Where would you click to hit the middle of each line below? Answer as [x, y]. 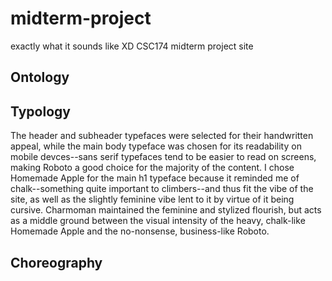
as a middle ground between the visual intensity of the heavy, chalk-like [158, 221]
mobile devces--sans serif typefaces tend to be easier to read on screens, [163, 157]
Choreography [56, 262]
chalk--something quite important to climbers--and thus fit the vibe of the [162, 189]
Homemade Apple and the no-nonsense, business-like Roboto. [140, 231]
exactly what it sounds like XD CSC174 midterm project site [132, 46]
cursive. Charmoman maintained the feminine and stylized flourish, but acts [166, 210]
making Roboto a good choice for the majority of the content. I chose [152, 168]
